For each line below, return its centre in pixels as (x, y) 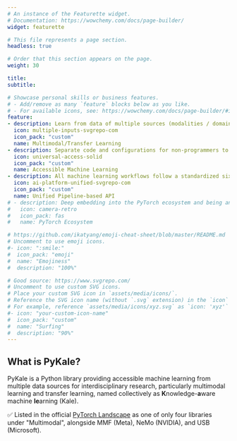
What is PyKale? (44, 362)
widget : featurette (36, 27)
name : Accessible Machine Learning (66, 170)
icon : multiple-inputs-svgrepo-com (66, 131)
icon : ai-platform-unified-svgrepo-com (72, 183)
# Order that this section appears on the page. (80, 59)
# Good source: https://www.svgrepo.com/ (69, 280)
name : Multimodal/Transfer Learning (67, 143)
